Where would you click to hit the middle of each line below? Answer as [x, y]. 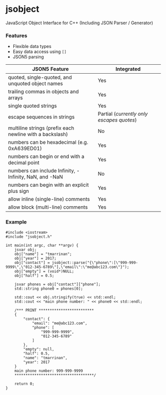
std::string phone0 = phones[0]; [49, 288]
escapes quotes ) [117, 120]
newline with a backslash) [38, 134]
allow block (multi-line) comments [48, 207]
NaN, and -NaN [45, 177]
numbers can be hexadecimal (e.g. [48, 142]
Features [17, 36]
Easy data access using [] [40, 52]
